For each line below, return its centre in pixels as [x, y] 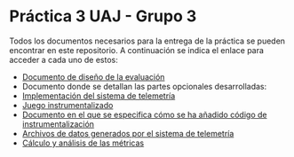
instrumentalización [58, 124]
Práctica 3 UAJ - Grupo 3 [103, 16]
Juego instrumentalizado [68, 105]
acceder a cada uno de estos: [64, 59]
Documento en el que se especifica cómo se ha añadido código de [144, 114]
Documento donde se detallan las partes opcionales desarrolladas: [144, 86]
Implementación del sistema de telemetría [99, 96]
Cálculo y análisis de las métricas [83, 143]
